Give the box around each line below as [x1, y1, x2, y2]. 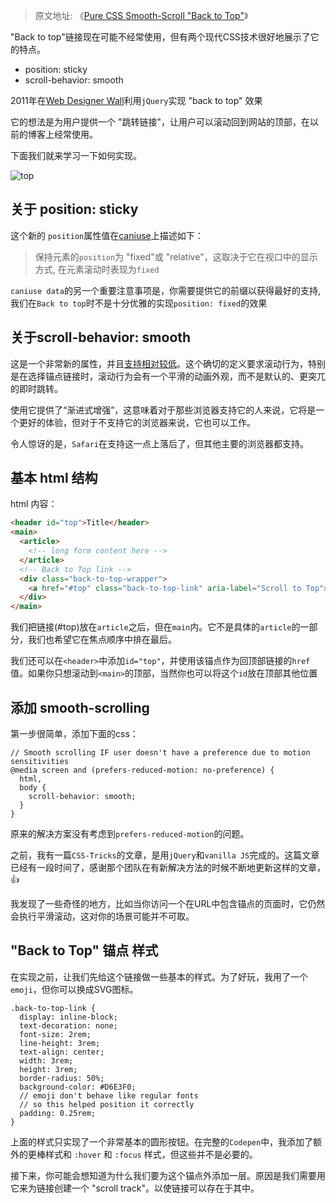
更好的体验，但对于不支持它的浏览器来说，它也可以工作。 [18, 416, 256, 428]
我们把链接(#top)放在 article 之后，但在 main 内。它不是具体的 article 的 [10, 621, 301, 633]
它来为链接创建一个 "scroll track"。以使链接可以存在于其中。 [10, 1182, 260, 1194]
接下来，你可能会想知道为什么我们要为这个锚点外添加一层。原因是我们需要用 [10, 1169, 326, 1181]
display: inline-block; [19, 1012, 118, 1022]
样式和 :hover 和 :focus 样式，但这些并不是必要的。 [44, 1148, 258, 1160]
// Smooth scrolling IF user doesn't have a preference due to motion [10, 748, 311, 758]
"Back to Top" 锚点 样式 [10, 942, 159, 959]
